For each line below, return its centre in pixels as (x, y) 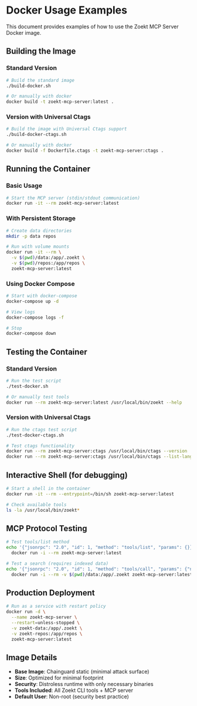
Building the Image (41, 51)
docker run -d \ (26, 612)
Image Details (32, 657)
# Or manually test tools (38, 397)
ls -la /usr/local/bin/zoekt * (43, 510)
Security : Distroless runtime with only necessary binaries (84, 684)
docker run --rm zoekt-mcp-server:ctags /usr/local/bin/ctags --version (97, 451)
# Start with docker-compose (42, 296)
